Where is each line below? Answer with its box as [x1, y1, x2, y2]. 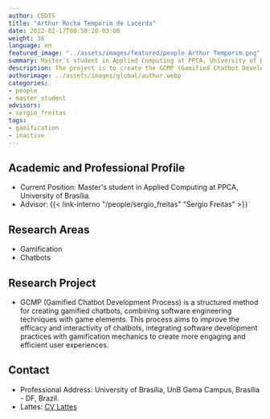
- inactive [8, 131, 45, 139]
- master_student [8, 94, 67, 102]
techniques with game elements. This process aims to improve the [19, 314, 239, 324]
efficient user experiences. [19, 340, 109, 350]
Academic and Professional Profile [8, 162, 186, 175]
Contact [8, 364, 50, 377]
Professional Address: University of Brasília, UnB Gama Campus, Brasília [19, 384, 260, 394]
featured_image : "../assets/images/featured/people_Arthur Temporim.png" [8, 49, 261, 57]
